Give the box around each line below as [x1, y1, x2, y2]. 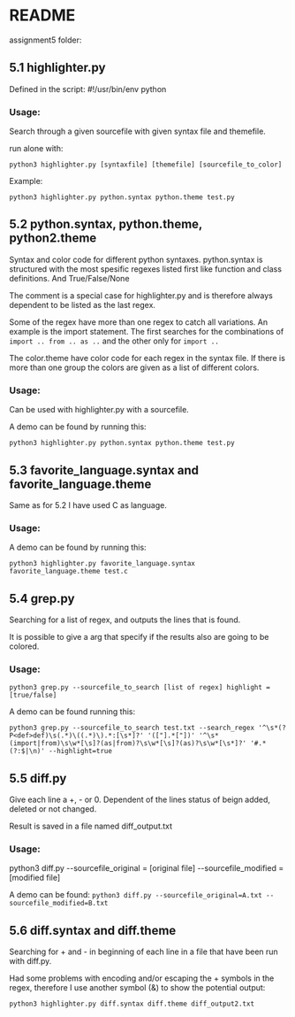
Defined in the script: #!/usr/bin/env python [9, 83, 167, 94]
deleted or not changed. [9, 804, 97, 814]
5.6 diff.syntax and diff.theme [9, 922, 177, 938]
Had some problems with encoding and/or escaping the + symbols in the [9, 973, 275, 983]
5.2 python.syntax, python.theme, [9, 217, 203, 232]
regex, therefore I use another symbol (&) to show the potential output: [9, 982, 266, 993]
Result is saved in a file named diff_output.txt [9, 821, 173, 832]
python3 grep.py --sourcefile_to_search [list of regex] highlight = [9, 683, 271, 692]
